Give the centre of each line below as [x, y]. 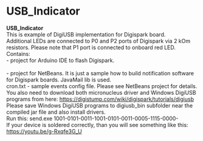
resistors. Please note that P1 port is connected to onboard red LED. [91, 47]
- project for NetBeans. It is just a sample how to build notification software [100, 73]
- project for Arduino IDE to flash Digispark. [60, 60]
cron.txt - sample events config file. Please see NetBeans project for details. [102, 86]
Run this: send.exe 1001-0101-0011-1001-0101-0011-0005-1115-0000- [92, 118]
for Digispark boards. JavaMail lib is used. [59, 80]
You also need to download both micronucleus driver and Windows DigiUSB [101, 92]
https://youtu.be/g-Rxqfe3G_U [44, 131]
